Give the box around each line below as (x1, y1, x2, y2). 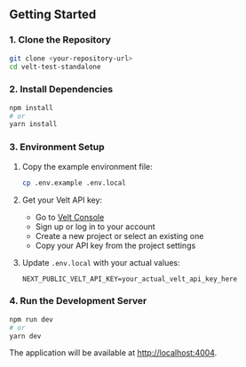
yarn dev (9, 331, 42, 340)
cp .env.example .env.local (21, 178, 126, 187)
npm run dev (9, 315, 53, 323)
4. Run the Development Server (9, 295, 147, 307)
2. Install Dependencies (9, 84, 114, 96)
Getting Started (9, 7, 97, 22)
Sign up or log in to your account (35, 221, 155, 232)
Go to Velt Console (35, 211, 105, 222)
